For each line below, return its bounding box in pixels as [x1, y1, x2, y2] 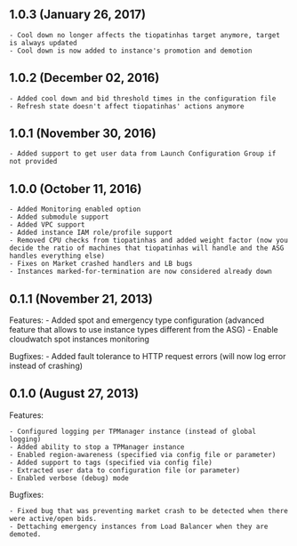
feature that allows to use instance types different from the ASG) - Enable [9, 325, 278, 335]
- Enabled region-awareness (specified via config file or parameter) [9, 450, 277, 459]
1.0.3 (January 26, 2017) [9, 7, 147, 22]
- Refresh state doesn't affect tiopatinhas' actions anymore [9, 101, 245, 110]
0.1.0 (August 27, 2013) [9, 386, 140, 401]
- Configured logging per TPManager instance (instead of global [9, 427, 256, 436]
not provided [9, 157, 58, 166]
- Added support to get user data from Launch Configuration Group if [9, 149, 277, 158]
